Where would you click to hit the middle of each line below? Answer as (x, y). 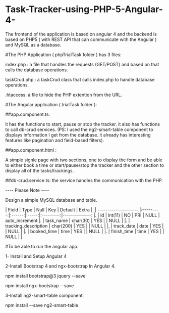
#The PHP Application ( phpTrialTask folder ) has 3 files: (64, 55)
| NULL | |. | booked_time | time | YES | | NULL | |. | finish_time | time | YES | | (85, 231)
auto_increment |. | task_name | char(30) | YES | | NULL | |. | (68, 220)
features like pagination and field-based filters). (55, 140)
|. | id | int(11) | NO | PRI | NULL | (127, 215)
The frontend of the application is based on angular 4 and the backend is (81, 34)
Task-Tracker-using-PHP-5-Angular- (84, 9)
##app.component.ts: (28, 114)
